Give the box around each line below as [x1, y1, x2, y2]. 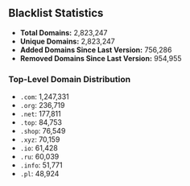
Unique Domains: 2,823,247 [19, 36, 115, 46]
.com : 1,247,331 [19, 92, 70, 101]
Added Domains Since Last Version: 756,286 [19, 44, 172, 55]
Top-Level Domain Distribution [8, 73, 131, 85]
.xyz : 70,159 [19, 134, 60, 144]
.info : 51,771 [19, 160, 63, 170]
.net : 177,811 [19, 109, 62, 119]
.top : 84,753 [19, 118, 63, 127]
